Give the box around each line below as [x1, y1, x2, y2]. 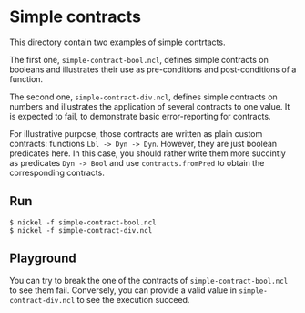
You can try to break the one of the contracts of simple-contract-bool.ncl [9, 275, 289, 286]
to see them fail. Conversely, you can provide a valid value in [9, 285, 238, 296]
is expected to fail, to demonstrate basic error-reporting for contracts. [9, 110, 271, 121]
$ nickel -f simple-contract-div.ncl [9, 225, 153, 235]
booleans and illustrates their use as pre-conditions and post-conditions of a [9, 64, 297, 75]
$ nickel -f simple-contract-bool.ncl [9, 217, 157, 227]
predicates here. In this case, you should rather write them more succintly [9, 148, 287, 159]
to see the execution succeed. [76, 294, 190, 305]
